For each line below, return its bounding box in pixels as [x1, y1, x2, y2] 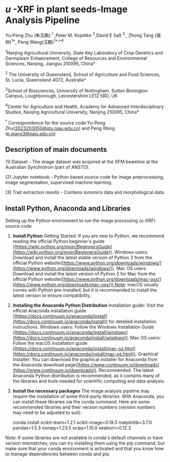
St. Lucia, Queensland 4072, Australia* [5, 76, 86, 83]
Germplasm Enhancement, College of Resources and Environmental [5, 55, 147, 61]
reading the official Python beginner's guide [12, 238, 105, 244]
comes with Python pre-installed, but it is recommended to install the [12, 287, 157, 293]
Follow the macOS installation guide [12, 340, 88, 346]
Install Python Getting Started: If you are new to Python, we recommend [12, 233, 164, 239]
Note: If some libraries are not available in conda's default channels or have [5, 434, 163, 441]
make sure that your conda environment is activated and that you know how [5, 446, 164, 452]
